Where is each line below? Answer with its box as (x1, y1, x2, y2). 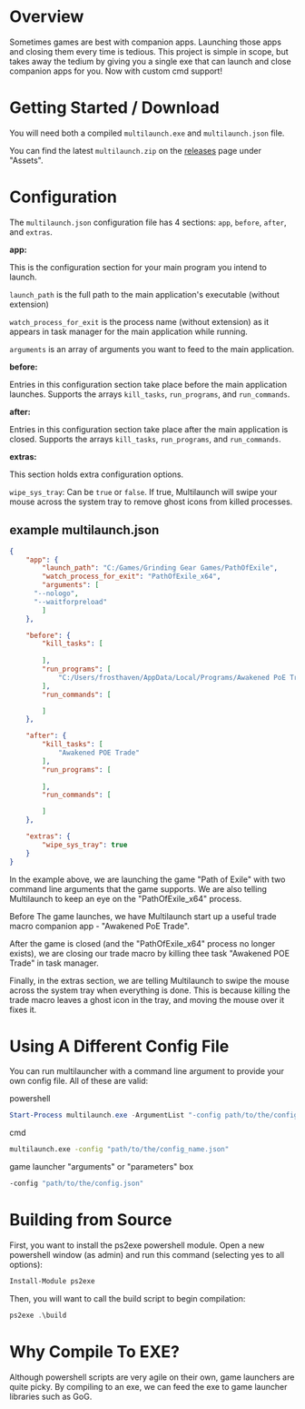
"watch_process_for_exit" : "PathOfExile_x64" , (42, 572, 221, 582)
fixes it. (9, 1004, 37, 1015)
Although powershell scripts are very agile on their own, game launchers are (9, 1372, 295, 1383)
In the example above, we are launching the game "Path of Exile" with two (9, 874, 286, 885)
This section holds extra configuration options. (9, 469, 184, 480)
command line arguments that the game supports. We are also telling (9, 883, 268, 894)
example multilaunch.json (9, 522, 160, 538)
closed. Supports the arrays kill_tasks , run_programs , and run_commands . (9, 433, 281, 444)
